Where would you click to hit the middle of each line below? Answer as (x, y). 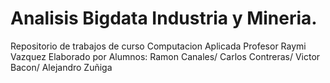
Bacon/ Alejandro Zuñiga (61, 67)
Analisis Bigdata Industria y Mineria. (164, 18)
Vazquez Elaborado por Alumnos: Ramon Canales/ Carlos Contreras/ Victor (165, 56)
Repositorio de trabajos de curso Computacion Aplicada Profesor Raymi (158, 46)
